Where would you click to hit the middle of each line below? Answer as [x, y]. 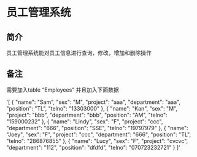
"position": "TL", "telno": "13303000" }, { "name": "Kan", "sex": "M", [92, 108]
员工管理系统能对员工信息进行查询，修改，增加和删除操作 [79, 53]
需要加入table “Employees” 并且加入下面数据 [63, 90]
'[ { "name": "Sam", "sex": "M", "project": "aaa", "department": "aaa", [94, 102]
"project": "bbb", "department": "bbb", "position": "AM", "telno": [87, 115]
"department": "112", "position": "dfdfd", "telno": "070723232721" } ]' [94, 147]
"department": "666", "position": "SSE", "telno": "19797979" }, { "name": [97, 128]
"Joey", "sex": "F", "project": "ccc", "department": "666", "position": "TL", [99, 134]
